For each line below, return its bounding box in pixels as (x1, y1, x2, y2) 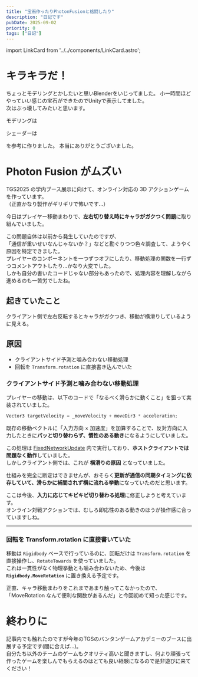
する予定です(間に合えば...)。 (11, 643, 82, 650)
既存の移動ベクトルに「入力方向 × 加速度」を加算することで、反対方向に (6, 424, 183, 431)
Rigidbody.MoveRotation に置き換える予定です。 (6, 572, 122, 579)
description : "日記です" (6, 14, 64, 20)
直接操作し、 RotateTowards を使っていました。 (6, 557, 120, 564)
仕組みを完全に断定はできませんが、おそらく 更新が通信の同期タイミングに (6, 471, 187, 478)
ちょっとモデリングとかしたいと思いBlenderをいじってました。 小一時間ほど (6, 90, 192, 97)
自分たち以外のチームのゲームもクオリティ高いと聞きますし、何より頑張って (6, 650, 192, 658)
